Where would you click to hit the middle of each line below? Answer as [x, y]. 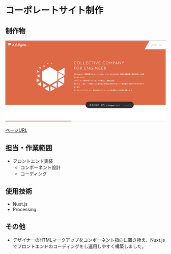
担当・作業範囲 [29, 148]
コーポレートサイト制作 [54, 10]
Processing [24, 209]
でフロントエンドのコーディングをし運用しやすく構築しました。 [79, 246]
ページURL [17, 130]
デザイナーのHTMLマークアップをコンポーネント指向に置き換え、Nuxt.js [89, 240]
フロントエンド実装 [33, 161]
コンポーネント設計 [40, 167]
